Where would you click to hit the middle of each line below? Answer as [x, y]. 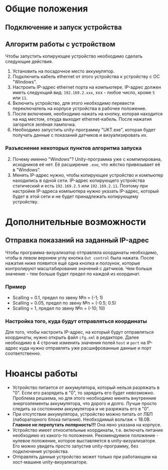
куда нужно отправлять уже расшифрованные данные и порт [86, 348]
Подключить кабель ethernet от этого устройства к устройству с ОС [86, 77]
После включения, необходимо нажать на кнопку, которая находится [88, 114]
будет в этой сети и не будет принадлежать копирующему [75, 196]
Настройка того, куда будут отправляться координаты [76, 321]
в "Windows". [27, 170]
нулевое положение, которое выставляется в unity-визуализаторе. [84, 441]
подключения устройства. [41, 451]
